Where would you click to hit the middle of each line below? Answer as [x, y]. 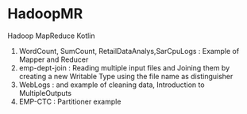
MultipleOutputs [45, 93]
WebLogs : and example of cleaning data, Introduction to [112, 85]
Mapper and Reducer [54, 59]
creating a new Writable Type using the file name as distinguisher [126, 76]
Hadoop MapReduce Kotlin [52, 36]
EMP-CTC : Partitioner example [70, 101]
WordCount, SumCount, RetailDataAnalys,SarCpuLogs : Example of [129, 51]
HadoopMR [45, 14]
